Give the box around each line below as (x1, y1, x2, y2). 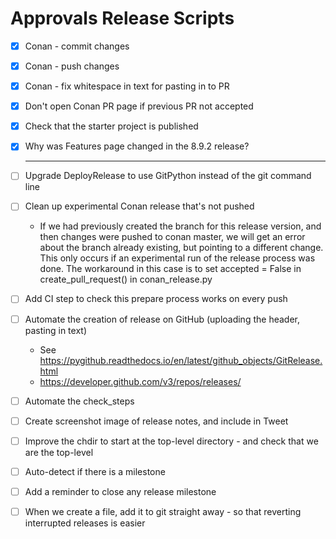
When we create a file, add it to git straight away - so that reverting (24, 505, 302, 517)
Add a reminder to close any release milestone (24, 485, 217, 497)
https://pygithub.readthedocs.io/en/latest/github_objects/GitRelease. (39, 354, 323, 366)
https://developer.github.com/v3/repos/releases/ (39, 375, 242, 387)
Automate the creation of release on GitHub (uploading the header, (24, 313, 300, 325)
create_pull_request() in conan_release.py (39, 273, 213, 286)
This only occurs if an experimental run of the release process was (39, 252, 316, 264)
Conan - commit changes (24, 40, 130, 52)
